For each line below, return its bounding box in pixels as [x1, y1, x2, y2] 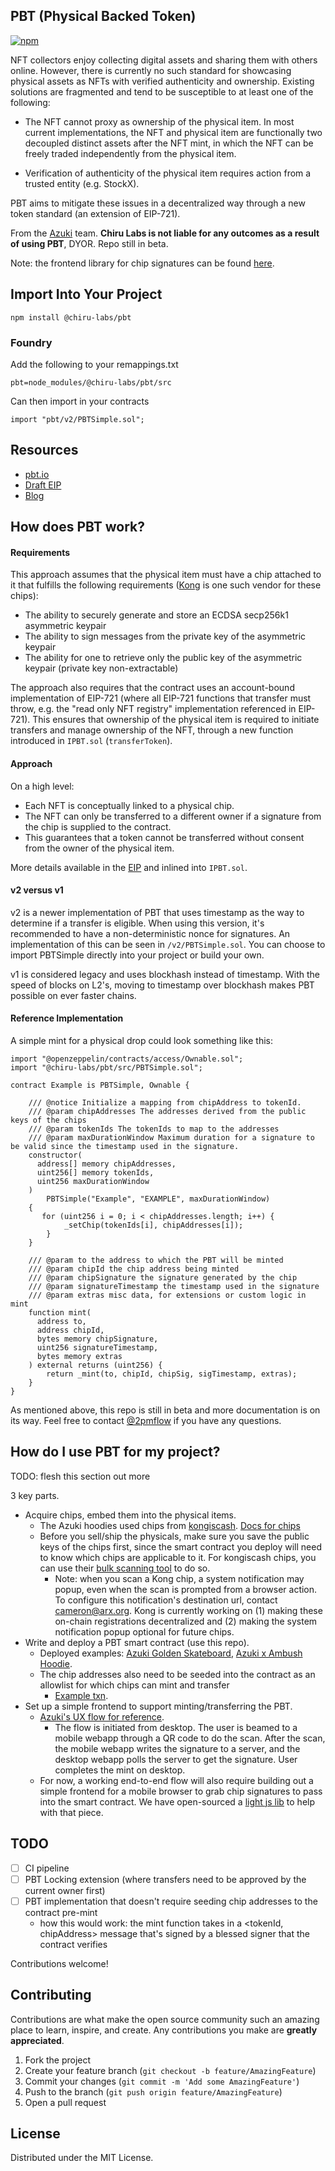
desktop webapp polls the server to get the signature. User [54, 1753, 298, 1765]
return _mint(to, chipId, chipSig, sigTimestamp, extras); [46, 1369, 298, 1379]
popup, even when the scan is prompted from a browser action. [54, 1583, 318, 1595]
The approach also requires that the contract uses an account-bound [10, 682, 295, 694]
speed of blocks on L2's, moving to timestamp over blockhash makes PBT [10, 979, 315, 991]
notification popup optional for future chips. [54, 1625, 235, 1638]
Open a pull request [24, 2096, 107, 2108]
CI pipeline [24, 1862, 70, 1874]
